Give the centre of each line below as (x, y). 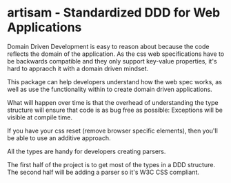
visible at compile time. (40, 117)
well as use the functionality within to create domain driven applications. (110, 89)
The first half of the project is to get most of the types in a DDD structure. (111, 164)
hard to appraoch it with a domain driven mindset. (78, 68)
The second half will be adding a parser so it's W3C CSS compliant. (103, 172)
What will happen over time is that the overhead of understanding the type (113, 102)
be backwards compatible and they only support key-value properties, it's (112, 61)
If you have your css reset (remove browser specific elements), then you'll (113, 131)
